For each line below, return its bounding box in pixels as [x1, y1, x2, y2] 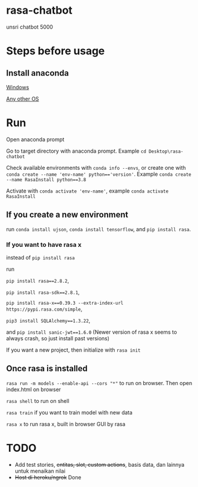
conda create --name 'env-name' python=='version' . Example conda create [6, 170, 191, 178]
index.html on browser [6, 386, 61, 393]
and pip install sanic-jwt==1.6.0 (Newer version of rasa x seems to [6, 328, 177, 336]
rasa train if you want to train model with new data [6, 409, 133, 416]
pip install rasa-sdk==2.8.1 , [6, 289, 80, 296]
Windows [6, 83, 30, 91]
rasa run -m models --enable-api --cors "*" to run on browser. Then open [6, 379, 192, 386]
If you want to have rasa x [6, 240, 82, 249]
